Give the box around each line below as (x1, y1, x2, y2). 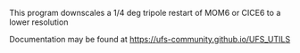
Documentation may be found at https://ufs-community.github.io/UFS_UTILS (9, 34, 291, 44)
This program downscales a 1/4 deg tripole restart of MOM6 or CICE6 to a (9, 8, 281, 18)
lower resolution (9, 17, 69, 27)
